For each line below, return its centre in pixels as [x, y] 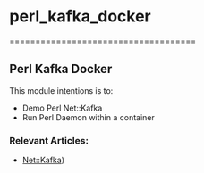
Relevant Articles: [49, 140]
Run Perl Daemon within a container [88, 117]
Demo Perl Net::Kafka [62, 108]
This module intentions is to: [61, 90]
